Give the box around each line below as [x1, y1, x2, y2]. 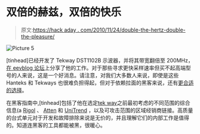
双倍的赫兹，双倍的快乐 [6, 5, 122, 19]
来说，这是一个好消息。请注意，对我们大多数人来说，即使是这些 [21, 71, 179, 79]
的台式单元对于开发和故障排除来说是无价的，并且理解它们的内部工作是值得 [6, 114, 189, 121]
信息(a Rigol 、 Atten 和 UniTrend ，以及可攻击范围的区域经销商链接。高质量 [6, 107, 193, 114]
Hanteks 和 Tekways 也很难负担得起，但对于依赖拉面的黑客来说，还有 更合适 [6, 79, 194, 86]
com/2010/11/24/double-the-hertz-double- [80, 26, 186, 33]
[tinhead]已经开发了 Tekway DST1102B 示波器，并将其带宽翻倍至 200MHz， [6, 57, 193, 64]
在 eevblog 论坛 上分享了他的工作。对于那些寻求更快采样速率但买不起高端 [6, 64, 186, 71]
